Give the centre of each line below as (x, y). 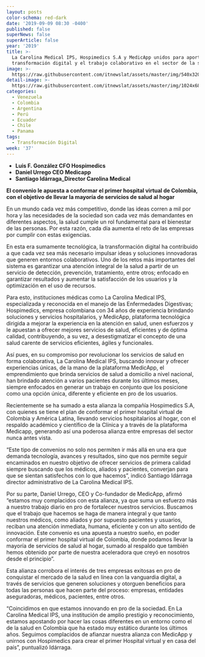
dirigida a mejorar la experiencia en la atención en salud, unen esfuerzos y (100, 323)
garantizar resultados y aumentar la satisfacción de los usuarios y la (92, 279)
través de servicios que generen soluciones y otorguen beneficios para (96, 583)
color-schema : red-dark (37, 18)
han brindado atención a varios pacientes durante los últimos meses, (93, 380)
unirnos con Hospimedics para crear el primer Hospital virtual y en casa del (101, 641)
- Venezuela (27, 97)
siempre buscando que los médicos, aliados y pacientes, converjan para (97, 469)
